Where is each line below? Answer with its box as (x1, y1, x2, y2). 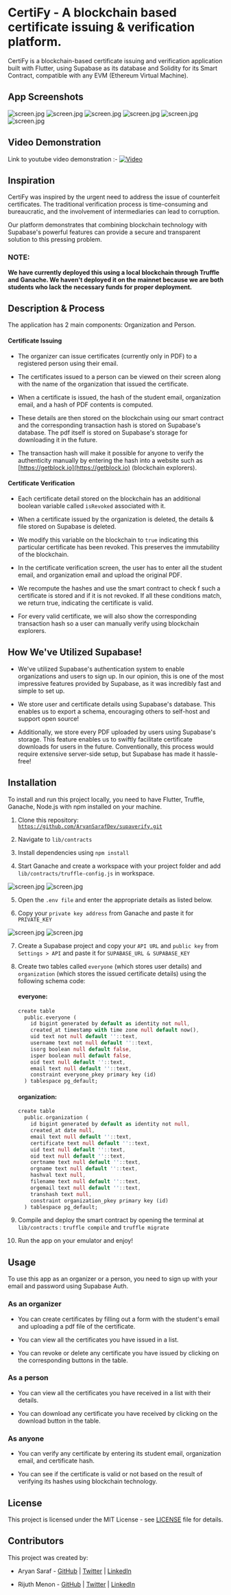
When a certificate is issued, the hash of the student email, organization (17, 393, 221, 401)
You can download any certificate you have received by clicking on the (17, 1409, 218, 1417)
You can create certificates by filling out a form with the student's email (17, 1315, 220, 1323)
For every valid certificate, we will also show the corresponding (17, 612, 197, 620)
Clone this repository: (17, 816, 79, 824)
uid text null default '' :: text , (30, 1146, 126, 1153)
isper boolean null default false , (30, 1052, 132, 1059)
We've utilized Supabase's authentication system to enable (17, 665, 184, 673)
